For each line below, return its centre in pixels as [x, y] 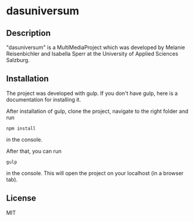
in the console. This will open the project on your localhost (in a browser [95, 173]
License [21, 198]
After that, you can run [34, 151]
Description [28, 33]
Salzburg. [18, 60]
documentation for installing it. [44, 99]
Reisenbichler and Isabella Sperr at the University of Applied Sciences [92, 54]
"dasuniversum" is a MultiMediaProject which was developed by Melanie [96, 47]
